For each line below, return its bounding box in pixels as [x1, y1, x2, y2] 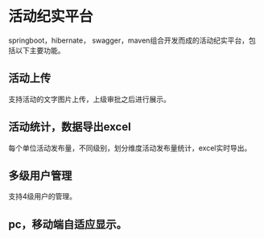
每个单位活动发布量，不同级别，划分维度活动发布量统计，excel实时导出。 [8, 142, 252, 153]
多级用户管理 [8, 168, 72, 182]
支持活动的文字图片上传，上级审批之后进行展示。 [8, 94, 171, 104]
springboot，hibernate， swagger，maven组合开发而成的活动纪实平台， [8, 35, 250, 45]
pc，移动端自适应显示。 [8, 217, 127, 231]
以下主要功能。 [14, 45, 65, 55]
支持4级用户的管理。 [8, 192, 77, 201]
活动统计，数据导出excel [8, 120, 131, 134]
